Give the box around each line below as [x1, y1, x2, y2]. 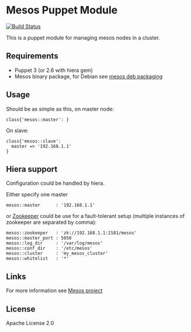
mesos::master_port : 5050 [6, 235, 72, 241]
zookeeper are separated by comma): [6, 219, 97, 226]
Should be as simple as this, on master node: [6, 105, 114, 112]
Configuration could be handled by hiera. [6, 179, 105, 187]
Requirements [6, 51, 58, 61]
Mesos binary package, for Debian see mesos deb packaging [14, 72, 162, 79]
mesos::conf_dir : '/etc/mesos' [6, 245, 93, 251]
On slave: [6, 127, 29, 134]
